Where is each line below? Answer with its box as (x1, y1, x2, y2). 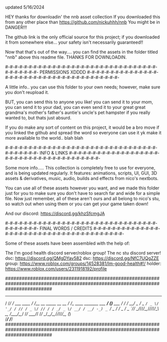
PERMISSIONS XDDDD (39, 69, 86, 75)
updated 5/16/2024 (5, 4, 45, 10)
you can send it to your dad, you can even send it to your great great (5, 104, 146, 110)
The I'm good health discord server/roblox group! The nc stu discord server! (5, 250, 162, 256)
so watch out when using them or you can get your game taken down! (5, 201, 149, 207)
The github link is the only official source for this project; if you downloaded (5, 34, 160, 40)
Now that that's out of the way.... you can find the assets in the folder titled (5, 49, 158, 55)
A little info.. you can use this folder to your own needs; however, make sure (5, 84, 161, 90)
